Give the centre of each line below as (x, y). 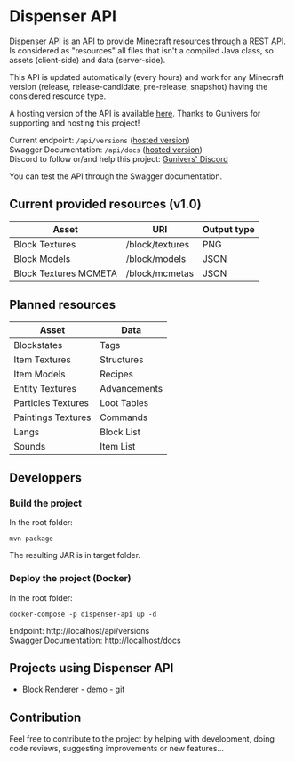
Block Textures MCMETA (65, 273)
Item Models (40, 374)
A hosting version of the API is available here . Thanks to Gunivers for (135, 113)
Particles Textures (51, 402)
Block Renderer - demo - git (73, 689)
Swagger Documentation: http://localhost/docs (95, 640)
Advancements (131, 388)
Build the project (46, 503)
